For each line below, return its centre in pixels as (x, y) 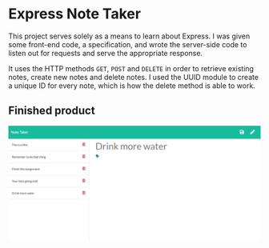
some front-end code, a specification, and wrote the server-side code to (128, 44)
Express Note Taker (75, 14)
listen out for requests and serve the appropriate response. (105, 53)
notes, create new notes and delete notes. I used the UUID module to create (133, 77)
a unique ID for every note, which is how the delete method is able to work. (132, 86)
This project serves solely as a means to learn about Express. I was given (129, 36)
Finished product (52, 111)
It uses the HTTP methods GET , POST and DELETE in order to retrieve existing (131, 68)
